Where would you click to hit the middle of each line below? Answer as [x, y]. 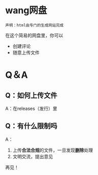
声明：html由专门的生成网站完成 [35, 25]
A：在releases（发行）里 [31, 108]
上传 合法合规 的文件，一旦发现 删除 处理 [53, 150]
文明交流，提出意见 [33, 156]
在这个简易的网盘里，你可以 [34, 35]
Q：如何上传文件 [31, 95]
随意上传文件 [26, 52]
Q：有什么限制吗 [31, 126]
